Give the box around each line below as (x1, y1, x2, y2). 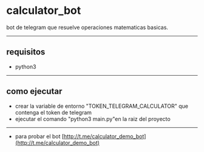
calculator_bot (6, 4, 81, 18)
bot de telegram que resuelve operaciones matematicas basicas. (6, 24, 169, 31)
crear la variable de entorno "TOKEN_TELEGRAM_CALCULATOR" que (15, 102, 188, 110)
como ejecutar (6, 86, 63, 97)
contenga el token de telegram (15, 108, 92, 116)
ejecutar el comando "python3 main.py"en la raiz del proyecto (15, 115, 171, 122)
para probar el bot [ (15, 133, 64, 140)
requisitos (6, 47, 46, 58)
